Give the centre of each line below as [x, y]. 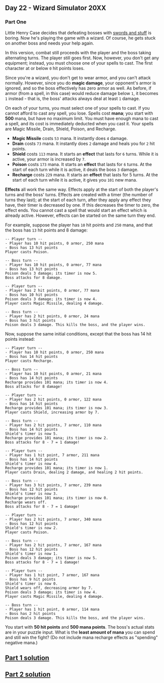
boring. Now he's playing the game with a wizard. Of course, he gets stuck [80, 38]
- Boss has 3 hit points [30, 320]
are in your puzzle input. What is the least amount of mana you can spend [80, 632]
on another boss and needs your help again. [50, 43]
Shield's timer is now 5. [31, 434]
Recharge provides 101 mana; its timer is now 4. [57, 382]
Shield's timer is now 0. [31, 584]
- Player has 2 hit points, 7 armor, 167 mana [53, 545]
